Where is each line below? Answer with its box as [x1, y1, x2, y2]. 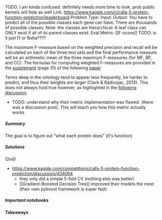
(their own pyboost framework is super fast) [19, 186, 107, 192]
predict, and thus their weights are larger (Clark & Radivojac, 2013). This [5, 79, 148, 85]
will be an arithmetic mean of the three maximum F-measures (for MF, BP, [5, 55, 152, 60]
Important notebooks [5, 197, 49, 203]
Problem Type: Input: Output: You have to [70, 15, 153, 20]
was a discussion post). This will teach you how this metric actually [12, 104, 146, 110]
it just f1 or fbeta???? [5, 35, 46, 41]
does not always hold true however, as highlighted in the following [5, 85, 137, 90]
